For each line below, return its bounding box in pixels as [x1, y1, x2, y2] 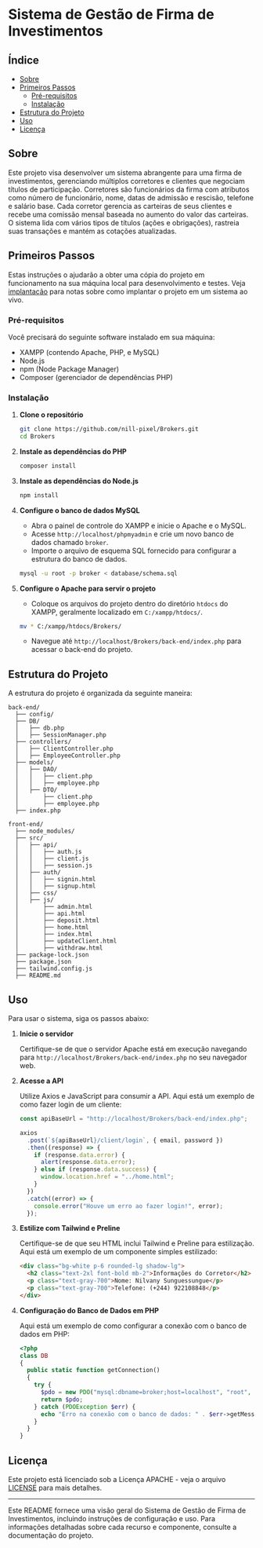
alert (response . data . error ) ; [40, 1158, 136, 1166]
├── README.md [15, 972, 61, 979]
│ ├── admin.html [15, 903, 92, 911]
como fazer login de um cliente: [19, 1100, 122, 1109]
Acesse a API [19, 1076, 64, 1085]
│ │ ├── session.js [15, 862, 92, 869]
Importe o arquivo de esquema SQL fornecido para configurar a [31, 546, 237, 555]
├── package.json [15, 958, 72, 966]
